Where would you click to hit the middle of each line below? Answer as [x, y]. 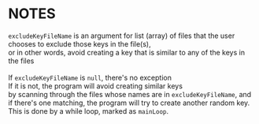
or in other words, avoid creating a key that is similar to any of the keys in [127, 52]
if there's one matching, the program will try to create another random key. [129, 103]
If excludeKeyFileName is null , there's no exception [90, 77]
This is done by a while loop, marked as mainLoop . [89, 111]
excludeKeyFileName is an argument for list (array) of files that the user [122, 36]
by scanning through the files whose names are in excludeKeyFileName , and [130, 94]
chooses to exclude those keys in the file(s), [80, 43]
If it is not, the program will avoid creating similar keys [96, 86]
